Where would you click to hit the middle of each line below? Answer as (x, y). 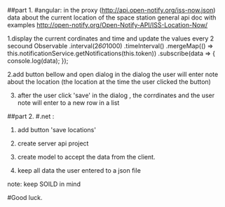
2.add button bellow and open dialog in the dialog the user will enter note (113, 74)
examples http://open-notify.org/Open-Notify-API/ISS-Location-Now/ (108, 25)
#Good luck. (25, 198)
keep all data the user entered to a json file (79, 170)
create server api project (53, 143)
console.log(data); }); (38, 61)
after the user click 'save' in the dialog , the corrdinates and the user (116, 95)
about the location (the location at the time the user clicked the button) (109, 82)
